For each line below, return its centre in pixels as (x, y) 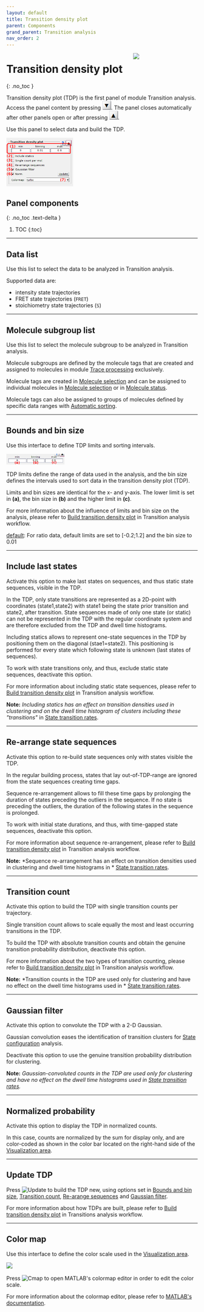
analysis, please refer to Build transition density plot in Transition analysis (98, 517)
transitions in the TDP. (34, 931)
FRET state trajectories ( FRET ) (52, 299)
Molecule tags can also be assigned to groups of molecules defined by (95, 399)
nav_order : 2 (23, 39)
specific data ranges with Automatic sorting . (62, 406)
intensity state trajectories (48, 293)
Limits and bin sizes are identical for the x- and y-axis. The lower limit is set (100, 492)
